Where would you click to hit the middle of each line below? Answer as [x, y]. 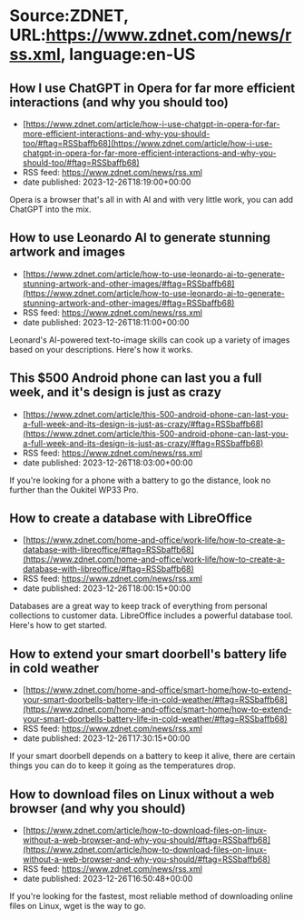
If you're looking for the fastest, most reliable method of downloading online [151, 896]
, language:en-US [128, 55]
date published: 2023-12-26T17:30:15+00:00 [106, 738]
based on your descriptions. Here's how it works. [101, 349]
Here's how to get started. [58, 625]
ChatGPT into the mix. [51, 209]
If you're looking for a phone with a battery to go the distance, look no [140, 480]
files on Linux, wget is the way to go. [78, 906]
